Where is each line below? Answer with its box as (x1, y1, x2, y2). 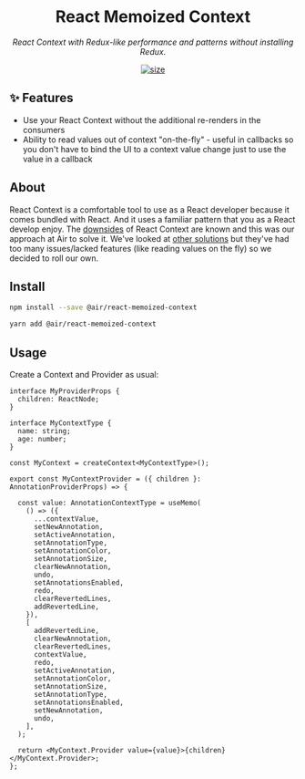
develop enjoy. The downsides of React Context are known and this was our (9, 223, 295, 234)
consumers (22, 124, 66, 135)
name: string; (17, 426, 71, 435)
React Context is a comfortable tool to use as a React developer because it (9, 203, 290, 215)
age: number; (17, 434, 67, 443)
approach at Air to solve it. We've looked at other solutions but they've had (9, 233, 290, 244)
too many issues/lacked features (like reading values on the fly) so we (9, 243, 272, 254)
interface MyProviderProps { (9, 386, 120, 396)
